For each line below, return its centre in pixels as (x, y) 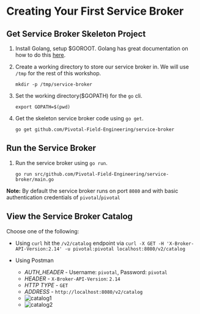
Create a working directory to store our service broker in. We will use (102, 67)
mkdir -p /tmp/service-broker (54, 84)
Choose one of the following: (43, 231)
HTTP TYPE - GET (46, 285)
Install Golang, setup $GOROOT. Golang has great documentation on (102, 48)
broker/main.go (35, 179)
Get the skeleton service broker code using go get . (79, 118)
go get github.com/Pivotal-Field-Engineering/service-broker (95, 130)
